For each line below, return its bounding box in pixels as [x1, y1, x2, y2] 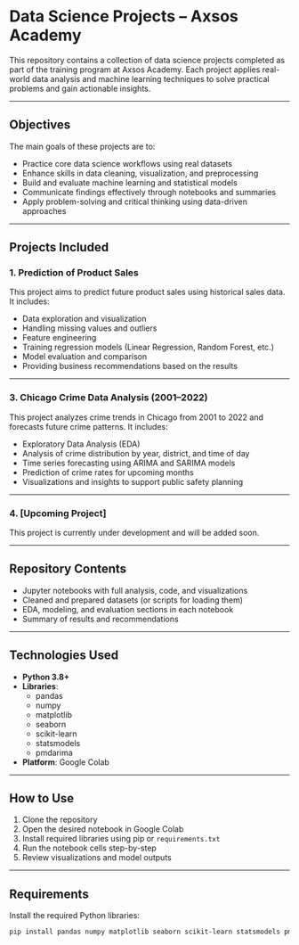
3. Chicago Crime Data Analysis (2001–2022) [9, 391, 208, 404]
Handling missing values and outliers [21, 323, 158, 333]
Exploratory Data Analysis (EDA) [21, 439, 141, 449]
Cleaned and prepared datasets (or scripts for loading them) [21, 595, 243, 605]
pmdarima [35, 747, 73, 758]
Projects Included [9, 240, 109, 255]
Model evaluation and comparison [21, 351, 148, 362]
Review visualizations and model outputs [21, 852, 172, 863]
